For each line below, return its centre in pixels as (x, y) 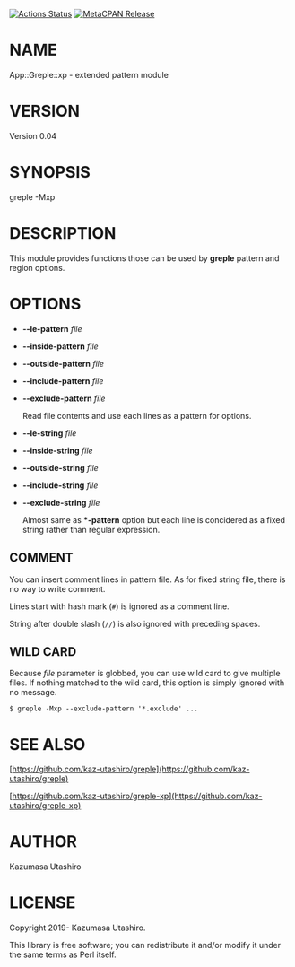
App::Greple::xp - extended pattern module (89, 74)
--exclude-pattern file (64, 398)
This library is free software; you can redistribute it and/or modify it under (145, 945)
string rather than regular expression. (91, 529)
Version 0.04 (33, 135)
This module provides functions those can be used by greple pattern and (144, 258)
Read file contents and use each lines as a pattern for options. (137, 415)
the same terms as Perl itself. (63, 954)
